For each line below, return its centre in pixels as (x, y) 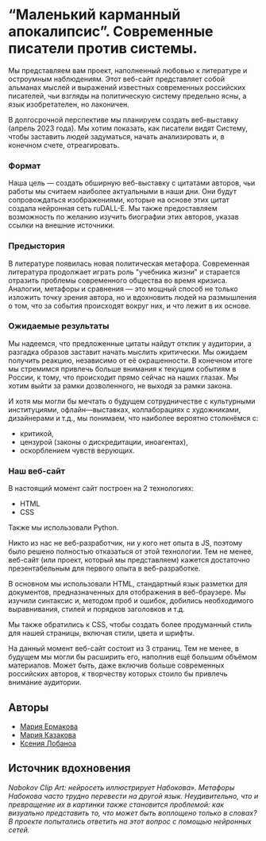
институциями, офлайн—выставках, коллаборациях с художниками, (125, 409)
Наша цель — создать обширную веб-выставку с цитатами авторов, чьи (132, 183)
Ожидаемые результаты (59, 326)
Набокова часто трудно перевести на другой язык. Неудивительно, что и (133, 796)
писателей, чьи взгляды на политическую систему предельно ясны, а (127, 95)
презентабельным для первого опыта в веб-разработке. (104, 568)
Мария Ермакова (48, 726)
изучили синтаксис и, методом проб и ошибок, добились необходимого (131, 601)
